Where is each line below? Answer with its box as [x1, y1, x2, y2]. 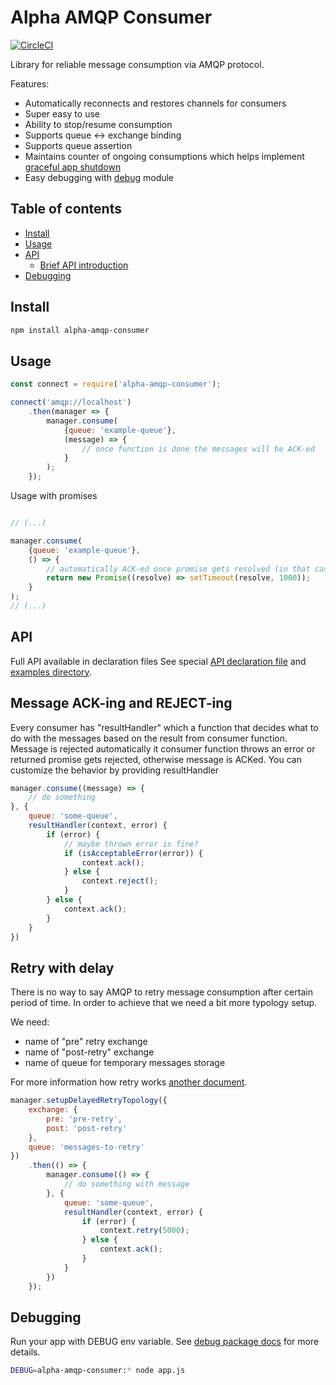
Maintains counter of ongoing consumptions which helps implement [24, 150, 305, 162]
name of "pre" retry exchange [24, 1036, 148, 1048]
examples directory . [10, 666, 92, 678]
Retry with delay [10, 959, 115, 976]
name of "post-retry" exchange [24, 1046, 155, 1058]
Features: [10, 77, 50, 90]
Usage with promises [10, 490, 98, 501]
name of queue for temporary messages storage [24, 1057, 226, 1069]
